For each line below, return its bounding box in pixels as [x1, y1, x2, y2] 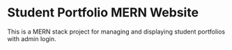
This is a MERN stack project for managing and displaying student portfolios [7, 27, 225, 36]
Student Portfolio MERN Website [7, 5, 199, 21]
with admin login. [7, 34, 57, 42]
